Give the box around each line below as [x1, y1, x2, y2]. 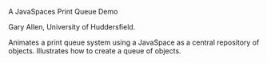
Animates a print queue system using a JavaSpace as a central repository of [8, 37, 260, 47]
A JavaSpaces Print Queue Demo [8, 7, 118, 16]
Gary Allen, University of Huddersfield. [8, 22, 136, 31]
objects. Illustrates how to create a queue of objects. [8, 46, 181, 55]
